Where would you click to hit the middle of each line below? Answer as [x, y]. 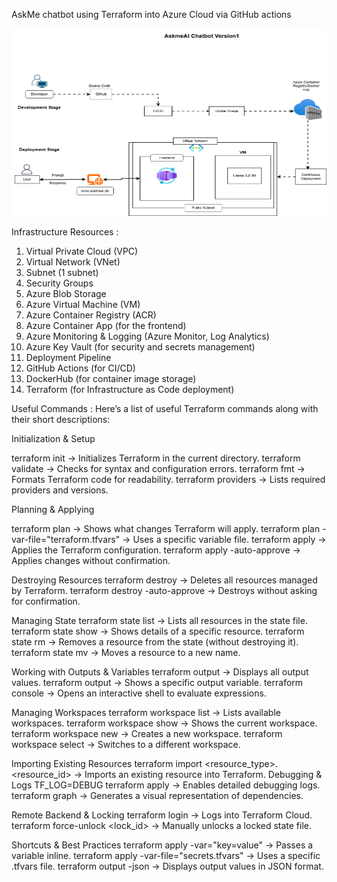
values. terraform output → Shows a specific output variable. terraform [157, 682]
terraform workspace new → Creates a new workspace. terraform [147, 733]
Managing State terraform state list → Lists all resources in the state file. [159, 620]
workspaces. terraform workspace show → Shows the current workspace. [164, 723]
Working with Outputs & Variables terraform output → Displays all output [160, 672]
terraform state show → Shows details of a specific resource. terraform [158, 631]
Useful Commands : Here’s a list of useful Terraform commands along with [165, 408]
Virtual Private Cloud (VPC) [82, 251]
